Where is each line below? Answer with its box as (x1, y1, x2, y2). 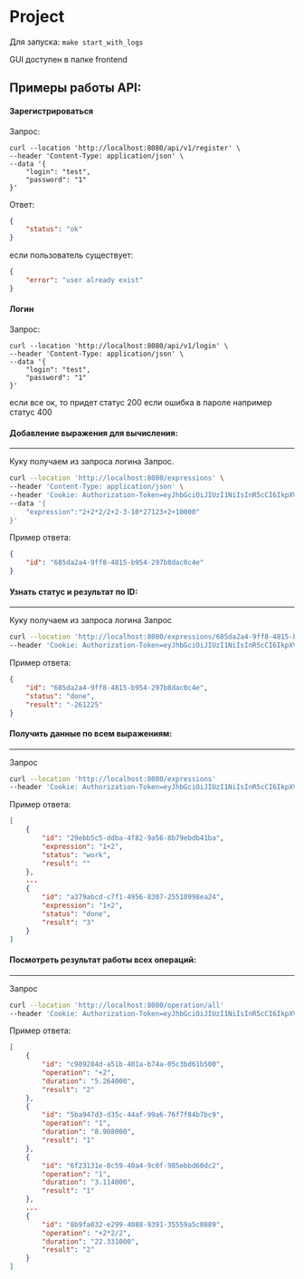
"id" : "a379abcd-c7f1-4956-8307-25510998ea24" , (42, 893, 224, 902)
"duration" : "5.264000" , (42, 1077, 136, 1086)
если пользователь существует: (9, 249, 134, 260)
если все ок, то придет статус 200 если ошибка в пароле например (9, 396, 272, 407)
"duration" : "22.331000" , (42, 1236, 140, 1246)
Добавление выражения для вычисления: (9, 427, 178, 438)
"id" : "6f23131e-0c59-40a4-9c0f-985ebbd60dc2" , (42, 1161, 224, 1170)
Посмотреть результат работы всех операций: (9, 954, 197, 965)
